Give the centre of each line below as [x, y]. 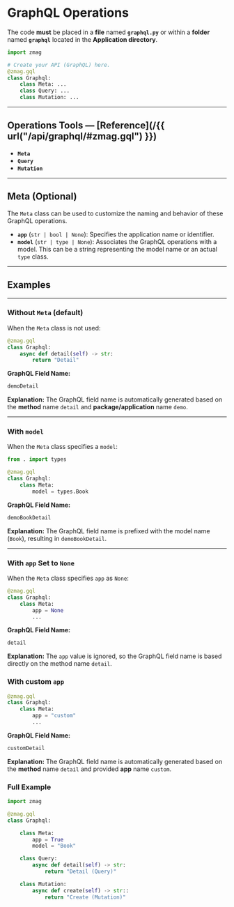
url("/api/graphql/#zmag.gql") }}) [82, 136]
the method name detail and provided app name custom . [89, 769]
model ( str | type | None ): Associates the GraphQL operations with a [117, 241]
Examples [29, 285]
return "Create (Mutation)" [85, 897]
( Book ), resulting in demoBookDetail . [57, 538]
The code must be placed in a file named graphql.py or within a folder [109, 32]
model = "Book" [54, 846]
